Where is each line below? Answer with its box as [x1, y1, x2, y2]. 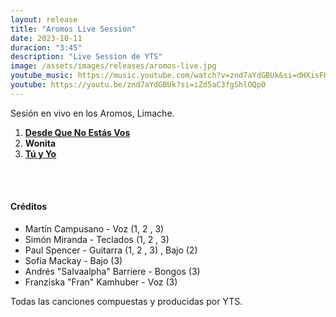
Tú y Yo [24, 147, 57, 160]
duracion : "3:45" [10, 42, 83, 53]
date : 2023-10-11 [10, 33, 83, 43]
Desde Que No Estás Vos [24, 126, 131, 138]
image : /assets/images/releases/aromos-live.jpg [10, 61, 217, 71]
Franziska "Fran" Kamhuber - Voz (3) [24, 276, 178, 288]
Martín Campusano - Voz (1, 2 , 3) [24, 222, 165, 235]
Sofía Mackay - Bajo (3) [24, 254, 123, 266]
